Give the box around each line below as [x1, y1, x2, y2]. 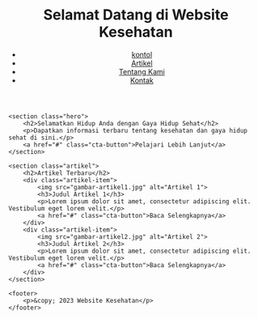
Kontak [130, 75, 154, 85]
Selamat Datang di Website [43, 6, 229, 24]
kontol [131, 49, 153, 59]
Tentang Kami [118, 66, 166, 76]
